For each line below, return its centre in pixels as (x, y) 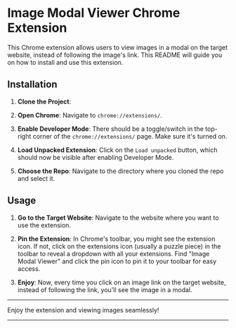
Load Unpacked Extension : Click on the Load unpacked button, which (117, 150)
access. (29, 268)
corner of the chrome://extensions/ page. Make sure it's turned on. (130, 136)
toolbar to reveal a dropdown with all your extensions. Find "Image (113, 253)
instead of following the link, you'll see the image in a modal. (105, 289)
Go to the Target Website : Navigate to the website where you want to (118, 217)
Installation (32, 85)
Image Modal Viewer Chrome (94, 13)
